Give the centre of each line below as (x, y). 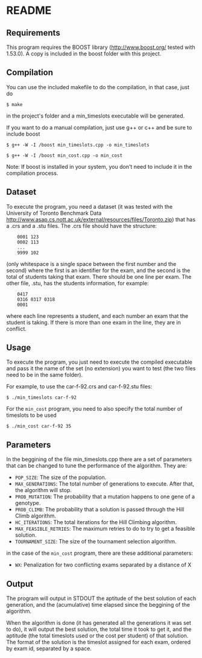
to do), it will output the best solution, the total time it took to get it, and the (99, 629)
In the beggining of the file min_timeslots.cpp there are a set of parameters (99, 460)
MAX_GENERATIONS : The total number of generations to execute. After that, (105, 484)
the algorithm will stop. (43, 490)
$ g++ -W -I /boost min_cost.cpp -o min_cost (64, 155)
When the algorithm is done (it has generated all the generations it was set (99, 623)
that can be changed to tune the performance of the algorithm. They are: (96, 466)
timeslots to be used (32, 415)
